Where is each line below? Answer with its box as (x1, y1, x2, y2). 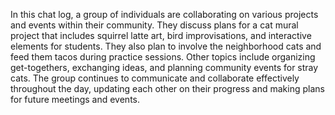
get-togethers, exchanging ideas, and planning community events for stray (10, 62, 319, 73)
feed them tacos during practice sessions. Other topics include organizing (10, 51, 316, 63)
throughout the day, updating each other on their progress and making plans (10, 83, 325, 94)
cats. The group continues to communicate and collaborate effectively (10, 72, 300, 84)
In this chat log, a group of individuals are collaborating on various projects (10, 9, 319, 20)
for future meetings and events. (10, 94, 140, 105)
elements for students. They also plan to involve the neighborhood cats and (10, 40, 322, 52)
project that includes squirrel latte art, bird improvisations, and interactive (10, 30, 312, 41)
